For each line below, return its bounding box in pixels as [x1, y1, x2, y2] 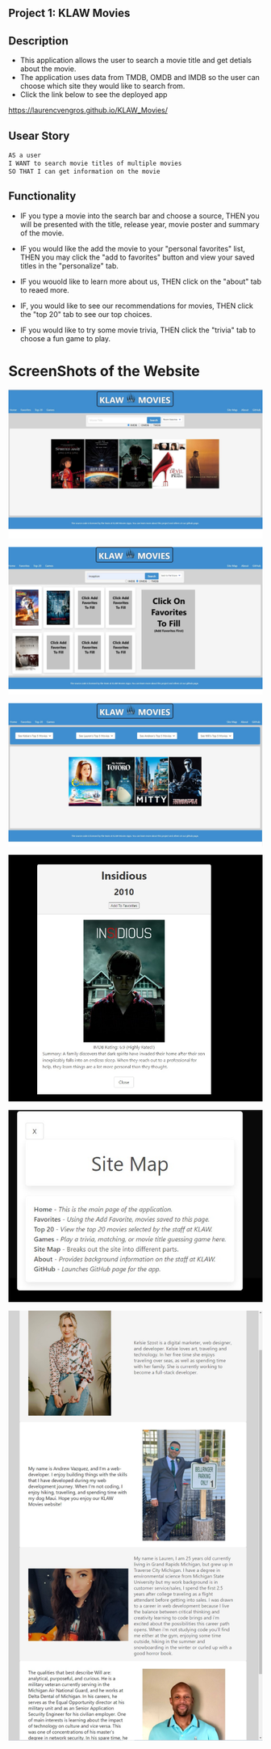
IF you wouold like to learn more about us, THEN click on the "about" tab [19, 277, 262, 286]
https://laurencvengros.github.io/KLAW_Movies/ [8, 105, 168, 116]
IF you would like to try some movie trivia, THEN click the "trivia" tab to [19, 325, 256, 335]
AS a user [8, 151, 42, 160]
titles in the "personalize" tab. [19, 260, 119, 270]
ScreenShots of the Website [8, 362, 200, 381]
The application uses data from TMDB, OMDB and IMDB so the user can [19, 73, 261, 82]
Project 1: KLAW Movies [8, 6, 131, 20]
